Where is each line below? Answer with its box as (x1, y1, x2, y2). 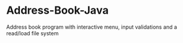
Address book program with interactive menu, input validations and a (6, 23, 178, 30)
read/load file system (6, 29, 59, 36)
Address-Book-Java (6, 4, 109, 17)
